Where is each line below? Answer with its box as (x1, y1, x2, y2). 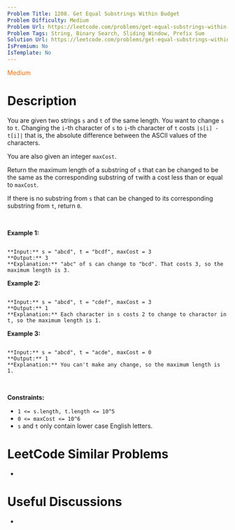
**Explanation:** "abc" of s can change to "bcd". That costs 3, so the (7, 260, 224, 267)
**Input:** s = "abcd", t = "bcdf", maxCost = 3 (7, 248, 152, 256)
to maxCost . (7, 180, 38, 189)
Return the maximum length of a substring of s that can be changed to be (7, 165, 219, 174)
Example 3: (7, 329, 41, 337)
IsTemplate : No (7, 50, 52, 57)
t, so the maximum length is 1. (7, 316, 101, 324)
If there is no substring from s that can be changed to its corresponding (7, 194, 213, 202)
